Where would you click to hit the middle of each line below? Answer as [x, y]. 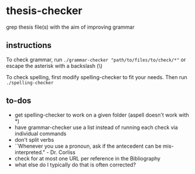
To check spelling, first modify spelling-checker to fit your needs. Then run [97, 77]
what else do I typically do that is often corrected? [75, 165]
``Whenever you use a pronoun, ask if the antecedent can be [88, 146]
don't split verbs [34, 139]
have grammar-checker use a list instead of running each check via [96, 127]
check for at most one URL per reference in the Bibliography [87, 158]
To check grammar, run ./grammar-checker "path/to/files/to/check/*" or [96, 59]
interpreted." [30, 152]
